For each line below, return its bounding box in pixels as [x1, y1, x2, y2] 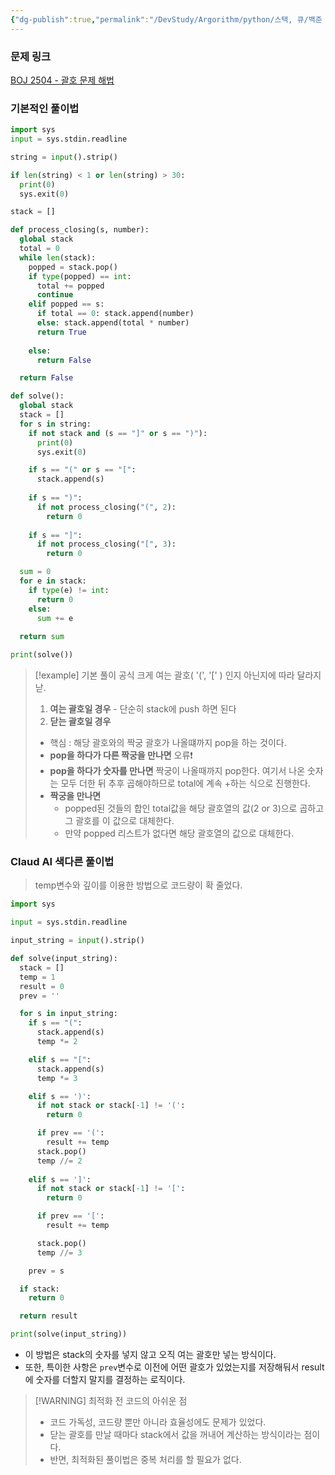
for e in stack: [19, 576, 87, 586]
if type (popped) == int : [28, 271, 132, 281]
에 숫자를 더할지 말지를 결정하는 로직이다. [24, 1374, 186, 1386]
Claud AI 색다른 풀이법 [10, 855, 115, 869]
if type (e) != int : [28, 585, 110, 595]
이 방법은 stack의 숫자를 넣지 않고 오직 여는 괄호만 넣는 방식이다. [24, 1349, 277, 1361]
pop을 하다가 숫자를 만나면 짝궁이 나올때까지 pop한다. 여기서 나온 [49, 765, 306, 777]
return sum [19, 632, 65, 642]
